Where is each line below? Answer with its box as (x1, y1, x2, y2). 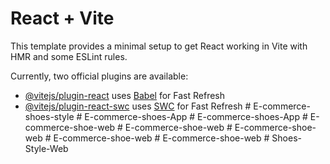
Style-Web (24, 142, 69, 154)
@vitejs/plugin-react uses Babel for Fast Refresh (24, 89, 226, 101)
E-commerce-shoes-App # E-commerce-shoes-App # (84, 110, 308, 122)
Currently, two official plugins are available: (10, 70, 189, 82)
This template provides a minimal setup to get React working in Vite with (10, 40, 308, 52)
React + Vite (10, 7, 115, 30)
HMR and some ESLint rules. (10, 50, 128, 62)
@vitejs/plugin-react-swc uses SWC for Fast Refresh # (24, 100, 252, 112)
